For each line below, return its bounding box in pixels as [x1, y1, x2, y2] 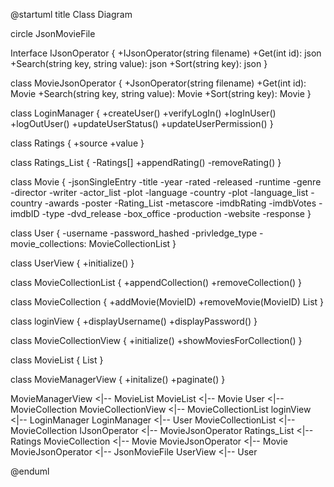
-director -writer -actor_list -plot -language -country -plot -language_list [10, 187, 309, 198]
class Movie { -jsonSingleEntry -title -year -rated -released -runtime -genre [10, 176, 322, 188]
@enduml [10, 465, 50, 477]
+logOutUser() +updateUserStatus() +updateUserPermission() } [10, 118, 274, 129]
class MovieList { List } [10, 354, 104, 366]
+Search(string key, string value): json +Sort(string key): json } [10, 58, 268, 69]
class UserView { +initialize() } [10, 257, 135, 269]
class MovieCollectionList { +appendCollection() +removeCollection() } [10, 277, 303, 288]
